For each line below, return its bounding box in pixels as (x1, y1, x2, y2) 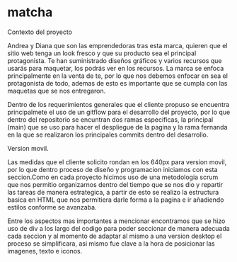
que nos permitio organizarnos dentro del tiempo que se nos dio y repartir (7, 180, 224, 188)
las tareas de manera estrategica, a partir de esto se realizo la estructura (7, 188, 219, 196)
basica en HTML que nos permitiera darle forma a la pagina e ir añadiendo (7, 195, 224, 204)
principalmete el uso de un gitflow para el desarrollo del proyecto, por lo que (7, 108, 231, 116)
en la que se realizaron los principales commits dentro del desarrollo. (7, 130, 209, 139)
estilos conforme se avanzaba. (7, 203, 97, 211)
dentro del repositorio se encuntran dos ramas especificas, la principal (7, 115, 214, 124)
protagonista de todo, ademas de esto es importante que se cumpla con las (7, 79, 228, 87)
